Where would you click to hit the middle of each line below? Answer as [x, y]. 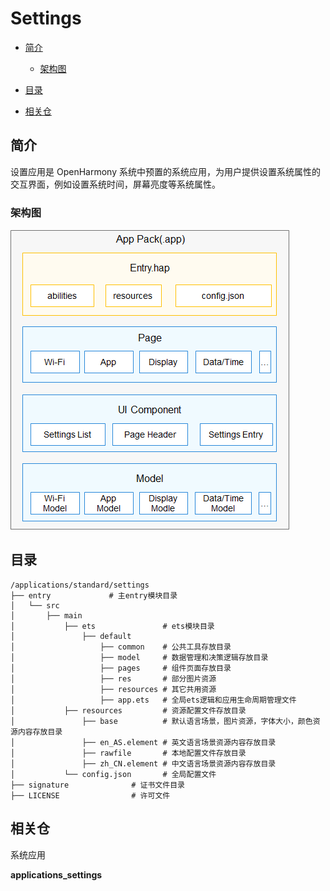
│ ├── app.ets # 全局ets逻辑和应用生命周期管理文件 [153, 700]
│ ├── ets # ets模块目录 [112, 626]
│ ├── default [71, 636]
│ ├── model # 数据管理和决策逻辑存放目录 [139, 657]
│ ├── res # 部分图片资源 [113, 678]
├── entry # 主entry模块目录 [94, 595]
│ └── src [35, 605]
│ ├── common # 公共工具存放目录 [121, 647]
